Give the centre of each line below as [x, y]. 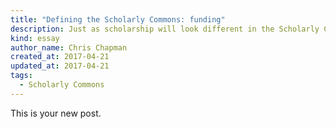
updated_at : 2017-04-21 [60, 66]
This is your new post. [56, 113]
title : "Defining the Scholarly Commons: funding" [118, 19]
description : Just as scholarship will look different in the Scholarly [165, 29]
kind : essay [35, 38]
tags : [21, 76]
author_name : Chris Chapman [69, 47]
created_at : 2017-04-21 [60, 57]
